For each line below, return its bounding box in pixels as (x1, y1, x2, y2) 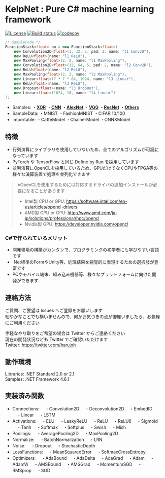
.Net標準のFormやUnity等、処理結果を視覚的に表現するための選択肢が (12, 259, 154, 265)
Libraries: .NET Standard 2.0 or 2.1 (5, 371, 75, 377)
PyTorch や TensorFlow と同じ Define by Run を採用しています (12, 159, 139, 165)
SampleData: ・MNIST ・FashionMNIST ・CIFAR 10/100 (12, 110, 126, 116)
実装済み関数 (5, 392, 44, 400)
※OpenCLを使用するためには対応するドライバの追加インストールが (17, 182, 154, 188)
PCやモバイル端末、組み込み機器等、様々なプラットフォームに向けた (12, 271, 152, 277)
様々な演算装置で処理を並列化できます (12, 171, 90, 177)
